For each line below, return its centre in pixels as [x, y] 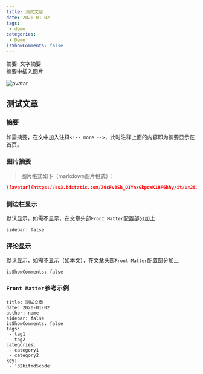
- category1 [24, 350]
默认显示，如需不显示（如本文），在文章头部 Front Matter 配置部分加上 [93, 260]
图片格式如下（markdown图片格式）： [67, 176]
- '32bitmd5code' [31, 366]
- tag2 [17, 340]
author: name [23, 313]
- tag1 [17, 334]
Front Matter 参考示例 [38, 288]
